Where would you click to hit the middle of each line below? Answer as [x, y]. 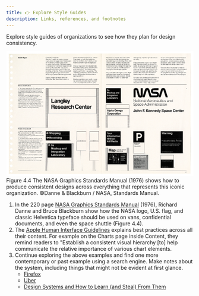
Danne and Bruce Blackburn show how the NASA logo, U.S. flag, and [99, 210]
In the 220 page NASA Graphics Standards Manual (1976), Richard [96, 204]
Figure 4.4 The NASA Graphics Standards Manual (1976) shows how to [93, 180]
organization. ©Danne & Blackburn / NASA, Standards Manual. [83, 193]
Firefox [32, 274]
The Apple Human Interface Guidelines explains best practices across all [104, 229]
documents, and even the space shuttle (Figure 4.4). [79, 223]
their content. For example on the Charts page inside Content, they [96, 236]
